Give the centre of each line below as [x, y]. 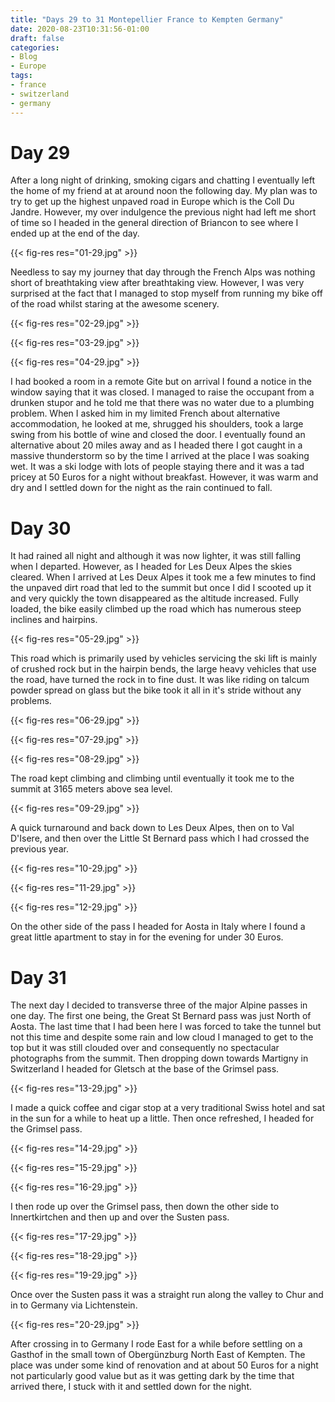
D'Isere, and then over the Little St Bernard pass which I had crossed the [160, 838]
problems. [31, 701]
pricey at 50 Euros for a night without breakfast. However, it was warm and [164, 477]
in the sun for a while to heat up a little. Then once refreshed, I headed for [162, 1118]
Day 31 [38, 977]
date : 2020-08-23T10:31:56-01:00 [80, 29]
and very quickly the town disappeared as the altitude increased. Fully [155, 598]
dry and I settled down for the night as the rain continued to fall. [141, 488]
